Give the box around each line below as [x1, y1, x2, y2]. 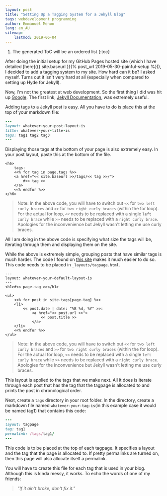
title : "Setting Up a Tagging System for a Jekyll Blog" [5, 12, 126, 17]
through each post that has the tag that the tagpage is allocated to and [5, 382, 150, 388]
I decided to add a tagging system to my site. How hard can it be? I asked [5, 69, 156, 75]
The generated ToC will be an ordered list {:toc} [12, 48, 110, 55]
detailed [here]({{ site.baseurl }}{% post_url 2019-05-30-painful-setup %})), [5, 63, 162, 70]
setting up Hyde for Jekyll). [5, 79, 61, 85]
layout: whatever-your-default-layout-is [5, 276, 92, 281]
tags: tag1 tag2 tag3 [5, 133, 50, 138]
